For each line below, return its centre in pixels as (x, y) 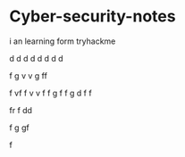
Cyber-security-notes (92, 17)
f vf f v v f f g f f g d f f (50, 93)
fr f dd (21, 110)
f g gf (19, 128)
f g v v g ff (28, 75)
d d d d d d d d (37, 58)
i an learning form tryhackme (63, 41)
